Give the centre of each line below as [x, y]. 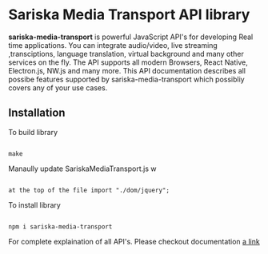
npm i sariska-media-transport [60, 226]
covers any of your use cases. [58, 87]
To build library [33, 132]
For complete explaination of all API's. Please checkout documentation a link [134, 241]
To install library [35, 204]
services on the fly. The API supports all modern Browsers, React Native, [128, 62]
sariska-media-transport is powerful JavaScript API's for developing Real [131, 37]
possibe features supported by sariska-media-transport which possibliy [127, 79]
